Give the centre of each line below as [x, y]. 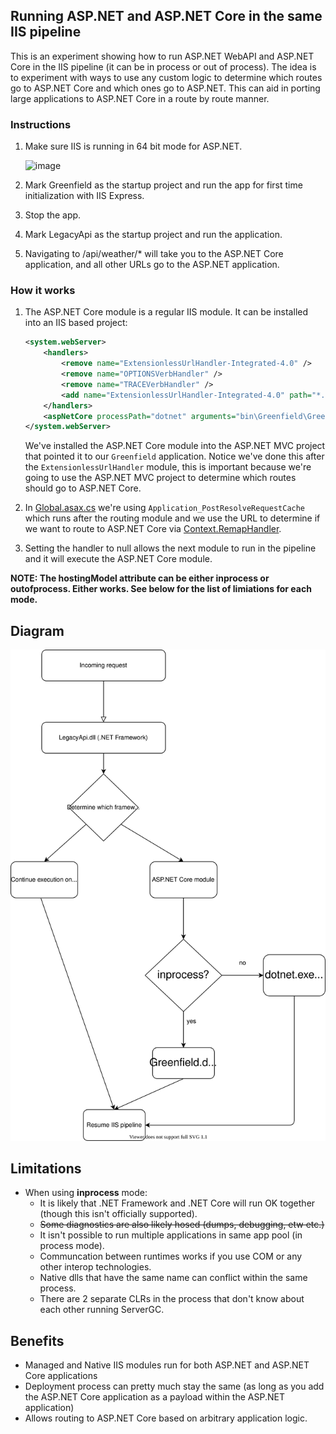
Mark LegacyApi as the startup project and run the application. [153, 235]
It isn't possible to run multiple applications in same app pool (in [171, 1235]
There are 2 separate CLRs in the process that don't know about [172, 1299]
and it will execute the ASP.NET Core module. [118, 559]
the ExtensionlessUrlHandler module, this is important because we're [168, 467]
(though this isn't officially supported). [118, 1214]
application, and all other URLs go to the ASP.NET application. [152, 265]
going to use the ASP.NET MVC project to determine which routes [160, 478]
